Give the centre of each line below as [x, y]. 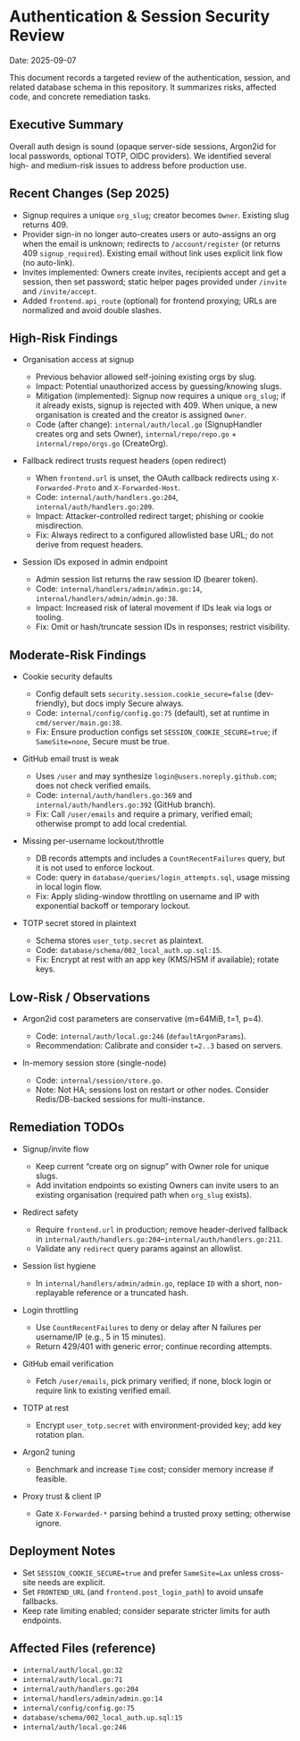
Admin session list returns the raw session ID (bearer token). [147, 580]
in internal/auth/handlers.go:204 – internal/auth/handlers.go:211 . [159, 1239]
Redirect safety [50, 1212]
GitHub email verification [68, 1363]
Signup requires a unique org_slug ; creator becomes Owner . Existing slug [156, 215]
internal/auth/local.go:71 [72, 1680]
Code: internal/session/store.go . [99, 1080]
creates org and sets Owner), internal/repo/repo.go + [136, 434]
